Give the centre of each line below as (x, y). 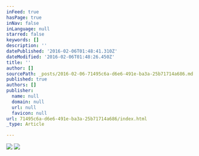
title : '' (19, 62)
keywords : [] (23, 40)
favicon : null (29, 113)
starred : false (25, 34)
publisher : (20, 91)
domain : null (28, 102)
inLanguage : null (28, 29)
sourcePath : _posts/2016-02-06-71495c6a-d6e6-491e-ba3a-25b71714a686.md (100, 74)
